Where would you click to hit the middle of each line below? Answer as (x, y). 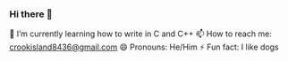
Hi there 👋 (31, 14)
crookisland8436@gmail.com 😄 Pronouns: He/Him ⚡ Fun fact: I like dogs (144, 47)
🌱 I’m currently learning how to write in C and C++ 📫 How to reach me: (141, 34)
